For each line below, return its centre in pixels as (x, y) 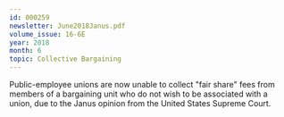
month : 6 (25, 51)
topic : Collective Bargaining (66, 59)
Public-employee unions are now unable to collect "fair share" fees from (142, 84)
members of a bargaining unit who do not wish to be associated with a (138, 94)
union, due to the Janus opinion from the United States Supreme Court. (140, 103)
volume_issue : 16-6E (48, 34)
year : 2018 (29, 42)
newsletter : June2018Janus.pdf (67, 26)
